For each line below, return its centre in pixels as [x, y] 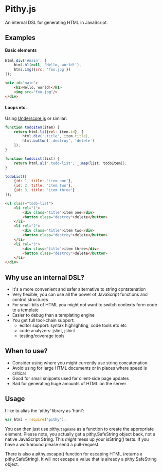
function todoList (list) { [32, 159]
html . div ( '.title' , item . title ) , [56, 136]
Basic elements [21, 50]
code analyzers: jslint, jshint [47, 331]
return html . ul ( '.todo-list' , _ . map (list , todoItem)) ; [71, 163]
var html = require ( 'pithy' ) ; [36, 419]
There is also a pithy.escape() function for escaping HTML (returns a [74, 453]
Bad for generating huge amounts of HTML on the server [69, 383]
